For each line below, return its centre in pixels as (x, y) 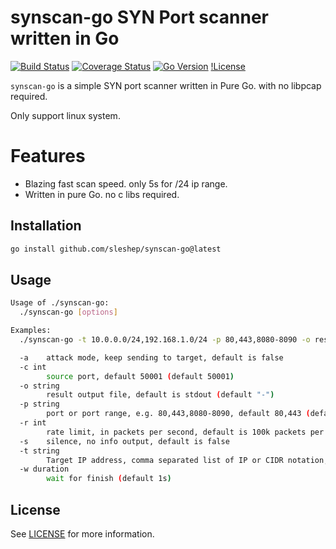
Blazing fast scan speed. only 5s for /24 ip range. (126, 183)
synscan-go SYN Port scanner (139, 17)
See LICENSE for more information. (82, 533)
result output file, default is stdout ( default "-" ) (160, 395)
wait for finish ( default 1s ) (109, 479)
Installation (46, 226)
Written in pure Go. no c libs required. (102, 194)
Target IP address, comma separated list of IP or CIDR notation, (187, 460)
